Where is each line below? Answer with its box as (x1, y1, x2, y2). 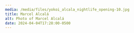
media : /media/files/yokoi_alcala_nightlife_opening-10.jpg (5, 7, 130, 12)
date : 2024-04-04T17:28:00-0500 (5, 20, 71, 26)
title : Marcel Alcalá (5, 12, 49, 16)
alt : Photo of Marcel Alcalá (5, 16, 64, 21)
